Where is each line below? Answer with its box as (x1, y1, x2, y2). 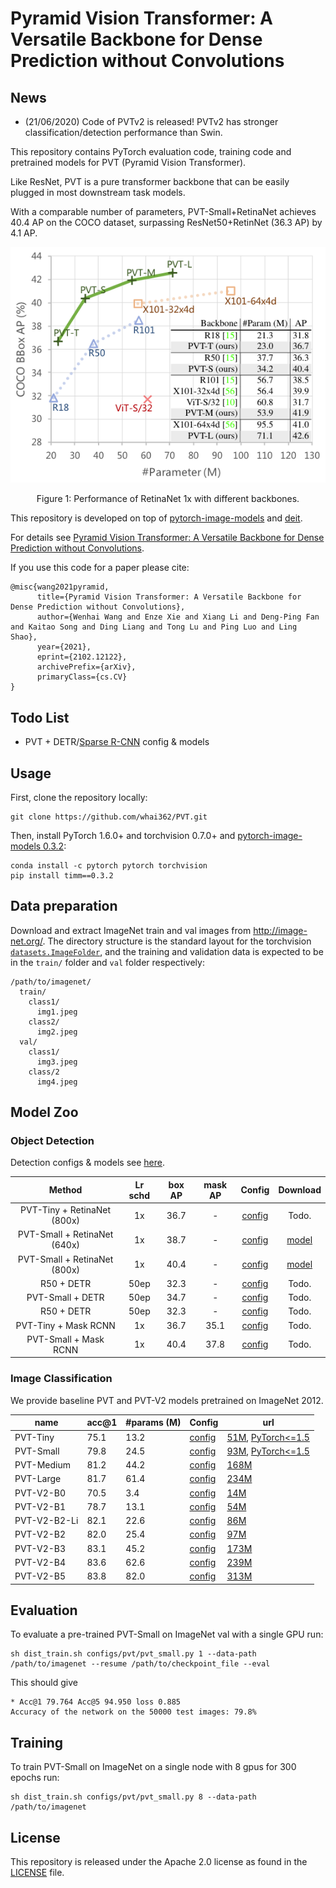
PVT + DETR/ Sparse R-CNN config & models (24, 736, 210, 748)
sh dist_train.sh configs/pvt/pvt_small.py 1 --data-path (10, 1649, 257, 1659)
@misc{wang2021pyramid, (10, 582, 110, 592)
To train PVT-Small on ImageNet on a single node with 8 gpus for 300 (10, 1761, 297, 1773)
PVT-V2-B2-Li (14, 1515, 79, 1526)
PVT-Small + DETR (26, 1292, 105, 1304)
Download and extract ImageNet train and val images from (10, 924, 252, 936)
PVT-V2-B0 (14, 1487, 67, 1499)
